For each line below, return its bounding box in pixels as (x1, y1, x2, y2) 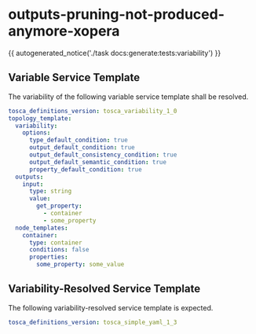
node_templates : (15, 224, 68, 232)
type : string (28, 187, 72, 196)
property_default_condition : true (28, 165, 143, 174)
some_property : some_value (36, 261, 125, 269)
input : (22, 180, 44, 188)
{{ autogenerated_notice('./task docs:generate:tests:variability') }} (8, 48, 221, 57)
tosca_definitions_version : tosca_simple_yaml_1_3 (8, 318, 177, 326)
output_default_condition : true (28, 144, 135, 152)
